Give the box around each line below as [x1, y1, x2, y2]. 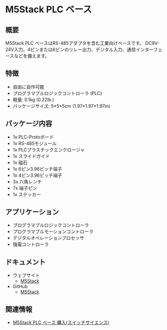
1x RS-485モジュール [12, 140, 57, 146]
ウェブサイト [12, 272, 40, 278]
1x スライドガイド [12, 153, 50, 159]
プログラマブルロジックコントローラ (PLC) [12, 90, 102, 96]
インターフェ [135, 46, 162, 53]
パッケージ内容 [5, 120, 53, 128]
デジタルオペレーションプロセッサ [12, 235, 84, 241]
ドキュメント [5, 257, 46, 266]
